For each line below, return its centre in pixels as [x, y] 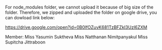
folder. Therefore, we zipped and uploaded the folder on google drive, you [81, 12]
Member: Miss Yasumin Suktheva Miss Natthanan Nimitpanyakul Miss [77, 37]
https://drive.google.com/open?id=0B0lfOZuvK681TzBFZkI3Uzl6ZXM [76, 27]
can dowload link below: [30, 18]
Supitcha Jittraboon [25, 42]
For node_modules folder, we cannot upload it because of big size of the [79, 7]
